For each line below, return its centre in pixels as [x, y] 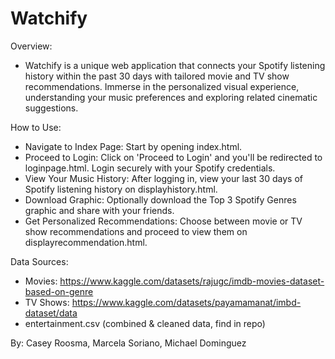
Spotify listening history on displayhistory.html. [121, 189]
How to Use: [36, 127]
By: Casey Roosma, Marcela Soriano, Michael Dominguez [128, 343]
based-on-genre [59, 291]
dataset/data [51, 313]
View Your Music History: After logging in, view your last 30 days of [164, 178]
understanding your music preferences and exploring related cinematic [171, 97]
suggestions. [51, 108]
